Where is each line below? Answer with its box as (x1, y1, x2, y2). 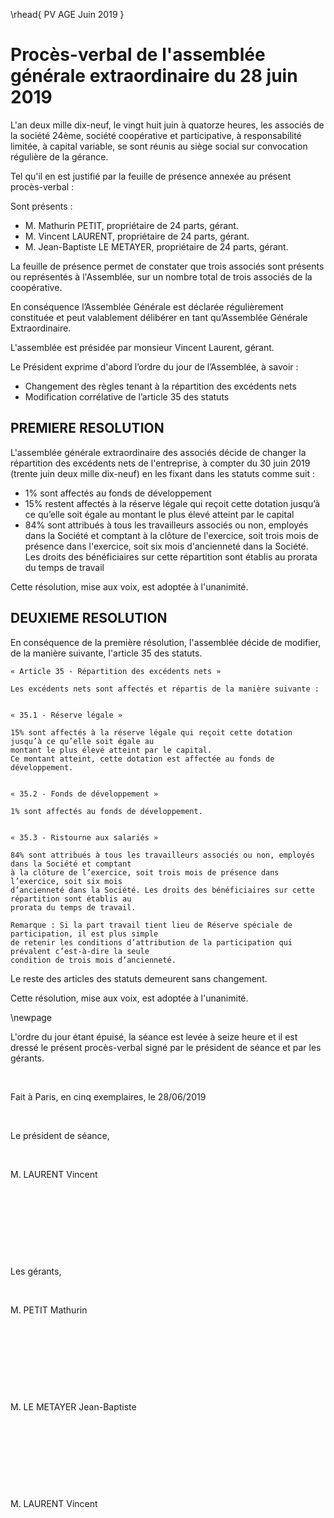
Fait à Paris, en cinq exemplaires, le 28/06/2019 (10, 1090, 207, 1103)
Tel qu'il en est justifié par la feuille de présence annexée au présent (10, 170, 292, 182)
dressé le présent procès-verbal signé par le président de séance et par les (10, 1041, 322, 1053)
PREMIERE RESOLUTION (10, 420, 165, 437)
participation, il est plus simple (10, 929, 159, 939)
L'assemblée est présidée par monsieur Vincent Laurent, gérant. (10, 341, 275, 353)
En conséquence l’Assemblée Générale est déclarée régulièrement (10, 300, 284, 313)
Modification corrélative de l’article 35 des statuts (24, 390, 230, 403)
